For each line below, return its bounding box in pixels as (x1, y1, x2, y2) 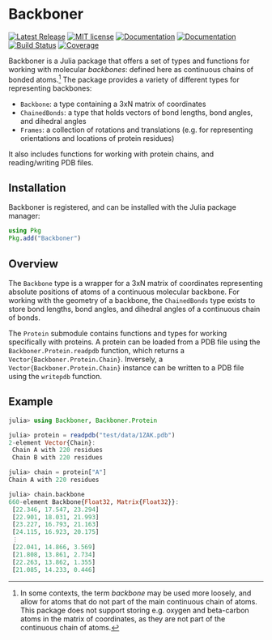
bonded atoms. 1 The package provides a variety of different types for (8, 73, 240, 84)
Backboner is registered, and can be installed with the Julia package (8, 203, 236, 212)
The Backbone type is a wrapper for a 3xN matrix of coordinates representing (8, 278, 263, 288)
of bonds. (8, 313, 40, 322)
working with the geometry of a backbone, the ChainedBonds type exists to (8, 295, 256, 305)
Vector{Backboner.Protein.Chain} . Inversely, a (8, 354, 164, 364)
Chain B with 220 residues (11, 454, 104, 462)
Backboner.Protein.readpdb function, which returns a (8, 345, 185, 355)
